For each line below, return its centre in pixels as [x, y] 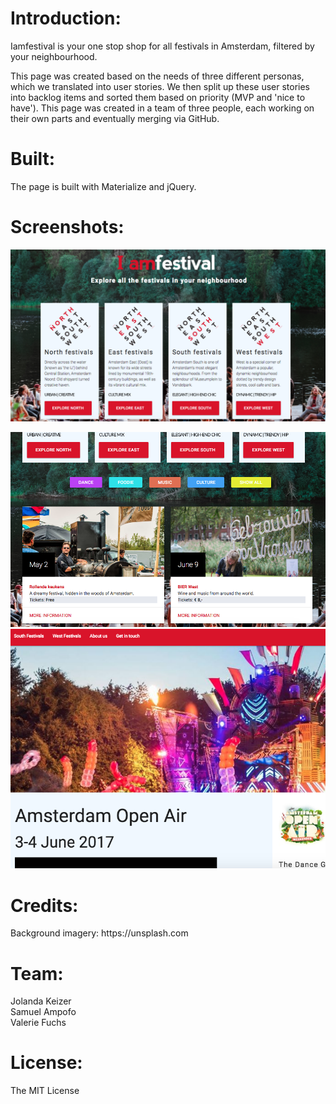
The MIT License [45, 1091]
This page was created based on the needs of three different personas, [157, 76]
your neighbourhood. [54, 56]
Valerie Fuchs [38, 1023]
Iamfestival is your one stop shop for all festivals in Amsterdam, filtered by [162, 46]
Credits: [44, 905]
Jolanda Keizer [41, 1001]
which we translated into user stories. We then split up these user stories [160, 86]
